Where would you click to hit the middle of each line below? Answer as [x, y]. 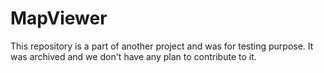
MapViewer [59, 18]
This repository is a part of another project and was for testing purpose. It [162, 46]
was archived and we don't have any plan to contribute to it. [133, 56]
